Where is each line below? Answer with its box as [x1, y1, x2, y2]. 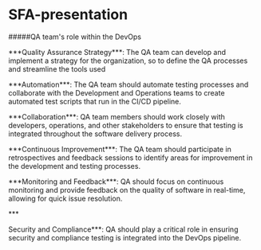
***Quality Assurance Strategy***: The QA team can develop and [8, 47, 226, 57]
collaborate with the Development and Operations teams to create [8, 88, 225, 97]
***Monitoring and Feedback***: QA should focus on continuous [8, 177, 224, 186]
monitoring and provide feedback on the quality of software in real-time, [8, 185, 246, 194]
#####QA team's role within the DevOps [8, 32, 142, 41]
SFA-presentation [8, 6, 129, 24]
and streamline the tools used [8, 64, 106, 73]
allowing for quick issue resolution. [8, 193, 123, 203]
